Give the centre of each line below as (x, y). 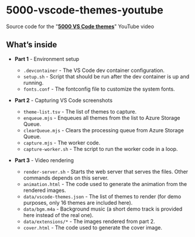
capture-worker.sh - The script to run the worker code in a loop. (100, 149)
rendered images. (45, 190)
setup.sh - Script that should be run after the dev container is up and (106, 76)
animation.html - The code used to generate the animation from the (105, 184)
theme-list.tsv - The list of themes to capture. (80, 111)
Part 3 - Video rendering (44, 160)
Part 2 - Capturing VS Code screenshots (64, 100)
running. (33, 83)
